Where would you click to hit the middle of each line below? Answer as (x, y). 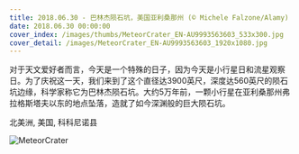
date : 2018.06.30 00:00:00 (60, 26)
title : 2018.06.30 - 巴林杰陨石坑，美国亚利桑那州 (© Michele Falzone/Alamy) (149, 18)
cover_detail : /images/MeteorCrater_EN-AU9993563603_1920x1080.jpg (139, 43)
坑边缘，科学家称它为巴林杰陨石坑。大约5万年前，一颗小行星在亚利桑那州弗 (150, 92)
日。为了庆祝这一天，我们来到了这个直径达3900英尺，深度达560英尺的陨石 (149, 81)
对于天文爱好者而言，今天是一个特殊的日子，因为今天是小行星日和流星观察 (147, 69)
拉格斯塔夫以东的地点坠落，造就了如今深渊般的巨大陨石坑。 (120, 104)
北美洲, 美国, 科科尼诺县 (53, 122)
